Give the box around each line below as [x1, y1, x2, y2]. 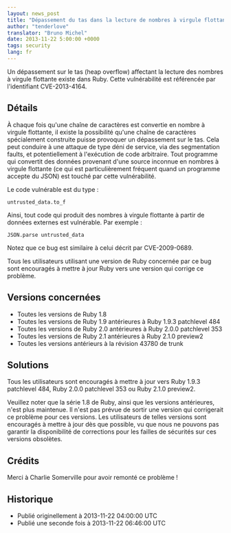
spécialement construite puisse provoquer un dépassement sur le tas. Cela [7, 135, 220, 144]
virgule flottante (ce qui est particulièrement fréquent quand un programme [7, 164, 221, 173]
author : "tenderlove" [7, 23, 69, 30]
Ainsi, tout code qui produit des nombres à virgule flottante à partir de [7, 211, 205, 219]
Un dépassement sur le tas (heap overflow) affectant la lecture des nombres [7, 67, 223, 76]
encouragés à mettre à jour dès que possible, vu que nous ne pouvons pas [7, 420, 219, 429]
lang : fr [7, 49, 32, 56]
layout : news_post [7, 10, 60, 17]
